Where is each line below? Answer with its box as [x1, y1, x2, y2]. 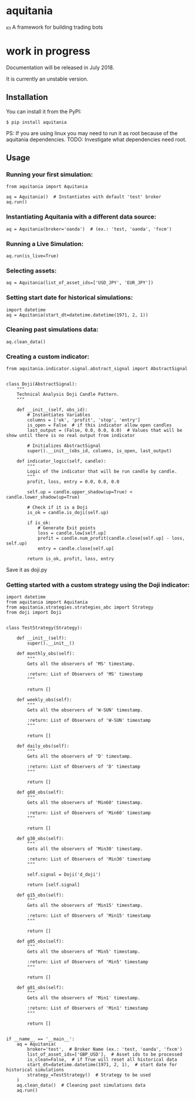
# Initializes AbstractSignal [27, 443, 101, 449]
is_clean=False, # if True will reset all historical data [27, 1057, 177, 1063]
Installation [6, 92, 48, 102]
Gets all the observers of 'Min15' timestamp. [27, 903, 143, 909]
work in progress [6, 45, 90, 58]
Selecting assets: [6, 266, 57, 274]
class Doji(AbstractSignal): [6, 381, 78, 387]
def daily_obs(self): [16, 743, 69, 750]
